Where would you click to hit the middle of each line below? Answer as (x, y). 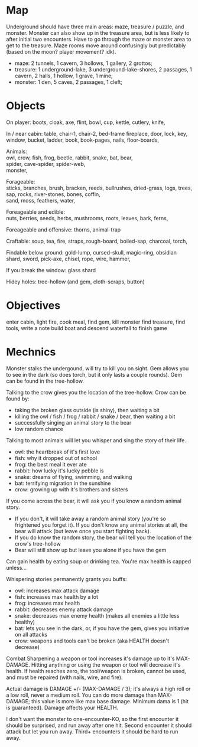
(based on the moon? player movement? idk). (61, 51)
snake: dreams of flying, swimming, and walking (73, 477)
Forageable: (21, 181)
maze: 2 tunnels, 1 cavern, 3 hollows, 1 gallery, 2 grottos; (83, 63)
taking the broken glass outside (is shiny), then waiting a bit (87, 410)
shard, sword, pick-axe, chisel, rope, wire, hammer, (69, 259)
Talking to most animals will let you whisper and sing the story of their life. (96, 440)
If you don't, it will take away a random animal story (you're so (90, 518)
